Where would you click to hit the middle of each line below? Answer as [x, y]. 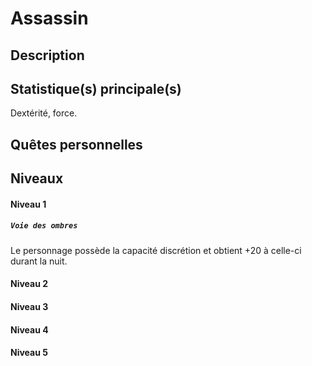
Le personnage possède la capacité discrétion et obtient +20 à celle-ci [156, 250]
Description [47, 55]
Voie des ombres [44, 226]
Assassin [49, 18]
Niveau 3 [29, 306]
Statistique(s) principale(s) [96, 88]
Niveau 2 [29, 284]
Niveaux [37, 178]
